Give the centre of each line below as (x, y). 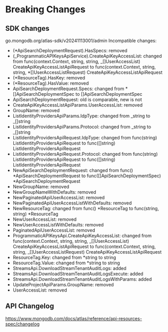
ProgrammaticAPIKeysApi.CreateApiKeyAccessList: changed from (82, 236)
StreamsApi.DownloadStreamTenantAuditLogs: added (69, 268)
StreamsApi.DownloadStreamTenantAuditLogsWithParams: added (82, 279)
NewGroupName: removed (41, 186)
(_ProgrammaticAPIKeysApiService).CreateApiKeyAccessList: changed (87, 56)
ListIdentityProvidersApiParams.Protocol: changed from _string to (82, 127)
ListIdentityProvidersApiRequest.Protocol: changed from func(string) (85, 154)
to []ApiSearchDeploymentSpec (109, 94)
